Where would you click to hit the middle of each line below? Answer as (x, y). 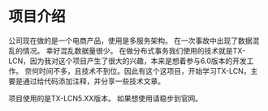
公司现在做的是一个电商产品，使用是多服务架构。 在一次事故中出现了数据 (130, 41)
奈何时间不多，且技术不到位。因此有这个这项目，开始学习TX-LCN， (137, 70)
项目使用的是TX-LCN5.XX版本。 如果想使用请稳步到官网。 (106, 98)
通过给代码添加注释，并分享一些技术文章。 (93, 81)
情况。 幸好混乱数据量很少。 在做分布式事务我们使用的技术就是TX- (134, 50)
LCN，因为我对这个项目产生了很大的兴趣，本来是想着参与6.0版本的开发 (128, 61)
